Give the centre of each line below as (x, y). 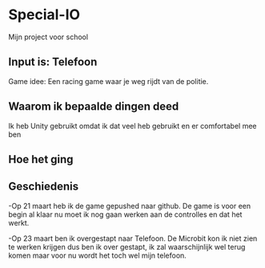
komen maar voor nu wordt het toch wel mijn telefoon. (97, 255)
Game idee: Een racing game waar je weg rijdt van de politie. (108, 81)
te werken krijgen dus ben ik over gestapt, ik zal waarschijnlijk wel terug (127, 246)
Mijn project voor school (48, 37)
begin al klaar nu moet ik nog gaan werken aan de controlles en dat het (125, 214)
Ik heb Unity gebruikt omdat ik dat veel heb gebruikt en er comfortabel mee (132, 126)
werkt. (19, 222)
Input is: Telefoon (53, 62)
